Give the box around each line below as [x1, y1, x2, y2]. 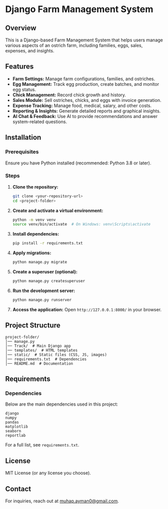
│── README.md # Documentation [5, 361, 73, 366]
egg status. [12, 86, 36, 92]
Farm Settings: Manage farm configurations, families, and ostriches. [12, 76, 155, 82]
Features [5, 62, 34, 71]
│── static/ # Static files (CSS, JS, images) [5, 352, 107, 357]
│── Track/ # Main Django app [5, 343, 71, 349]
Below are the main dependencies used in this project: [5, 401, 119, 407]
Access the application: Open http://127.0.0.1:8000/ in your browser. [12, 306, 162, 312]
